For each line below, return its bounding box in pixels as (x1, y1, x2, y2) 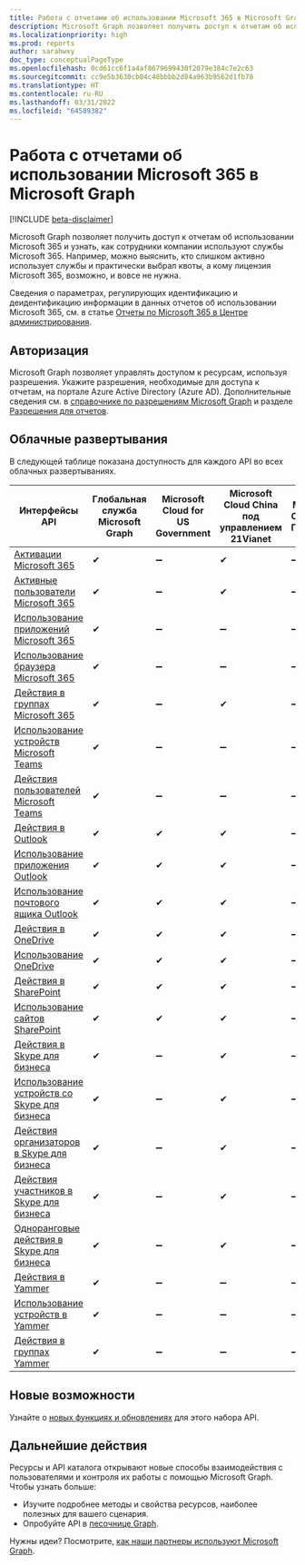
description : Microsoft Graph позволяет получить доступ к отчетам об (9, 22, 282, 31)
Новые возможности (9, 1388, 135, 1403)
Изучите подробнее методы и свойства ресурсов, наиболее (22, 1499, 259, 1510)
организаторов (14, 1136, 81, 1148)
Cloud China (223, 498, 279, 511)
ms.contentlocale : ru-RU (9, 89, 103, 98)
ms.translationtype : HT (9, 81, 100, 90)
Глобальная (92, 492, 147, 505)
